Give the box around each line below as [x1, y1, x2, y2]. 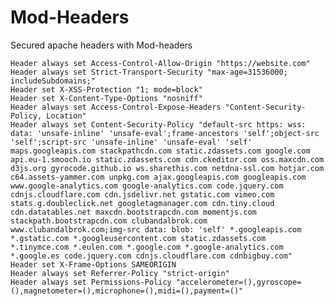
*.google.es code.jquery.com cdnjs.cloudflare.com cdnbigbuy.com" [10, 251, 293, 261]
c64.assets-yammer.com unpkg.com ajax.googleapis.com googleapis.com [10, 172, 307, 182]
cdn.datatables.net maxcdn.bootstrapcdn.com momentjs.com [10, 207, 257, 217]
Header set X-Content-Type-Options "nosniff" [10, 93, 203, 103]
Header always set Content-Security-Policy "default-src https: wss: [10, 119, 307, 130]
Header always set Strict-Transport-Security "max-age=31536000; [10, 67, 288, 77]
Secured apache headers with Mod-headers [10, 39, 193, 51]
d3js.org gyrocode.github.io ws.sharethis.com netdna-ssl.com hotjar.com [10, 163, 325, 173]
